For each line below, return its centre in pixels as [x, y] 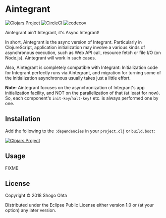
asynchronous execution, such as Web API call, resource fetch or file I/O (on [83, 53]
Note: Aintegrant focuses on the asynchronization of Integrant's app [75, 87]
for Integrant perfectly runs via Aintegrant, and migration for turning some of [83, 72]
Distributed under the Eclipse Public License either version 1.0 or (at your [80, 205]
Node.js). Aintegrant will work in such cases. [51, 57]
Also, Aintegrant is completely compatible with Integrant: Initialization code [82, 67]
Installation [23, 119]
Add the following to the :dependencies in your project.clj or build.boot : [80, 131]
